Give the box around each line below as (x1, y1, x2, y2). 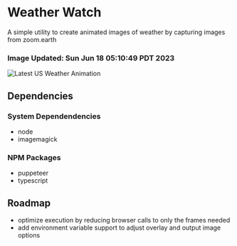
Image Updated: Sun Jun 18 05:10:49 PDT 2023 (7, 53, 175, 63)
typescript (17, 176, 48, 185)
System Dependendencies (7, 111, 101, 121)
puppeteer (17, 169, 48, 178)
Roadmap (7, 197, 51, 209)
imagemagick (17, 134, 58, 143)
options (17, 231, 41, 240)
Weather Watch (7, 4, 102, 21)
